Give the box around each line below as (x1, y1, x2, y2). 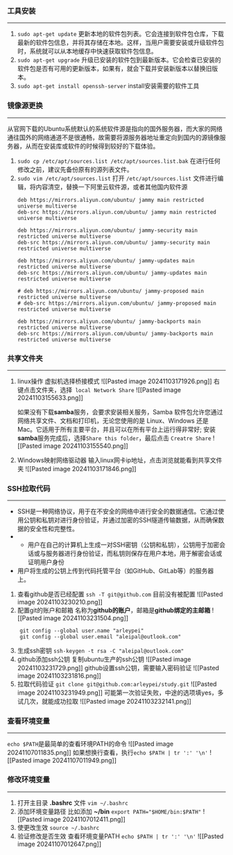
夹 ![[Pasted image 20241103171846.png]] (17, 464, 137, 473)
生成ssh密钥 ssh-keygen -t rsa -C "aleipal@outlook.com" (17, 647, 184, 655)
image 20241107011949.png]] (33, 756, 116, 765)
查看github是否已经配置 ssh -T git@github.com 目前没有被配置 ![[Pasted (17, 590, 223, 598)
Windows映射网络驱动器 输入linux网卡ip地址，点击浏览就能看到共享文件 (17, 456, 223, 464)
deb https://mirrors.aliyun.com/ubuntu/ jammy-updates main (17, 257, 195, 264)
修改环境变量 (7, 775, 51, 785)
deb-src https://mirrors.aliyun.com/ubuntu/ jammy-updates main (17, 269, 207, 276)
